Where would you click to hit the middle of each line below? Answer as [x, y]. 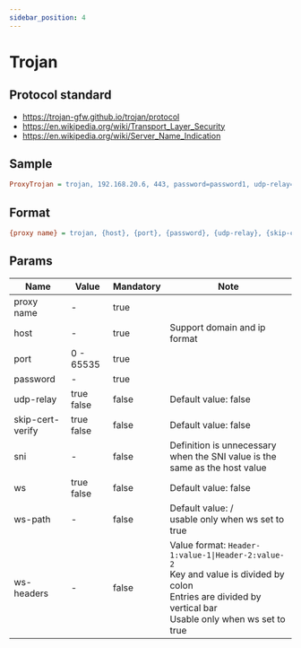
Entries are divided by [215, 596]
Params [31, 261]
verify [26, 430]
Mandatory [137, 286]
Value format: [198, 545]
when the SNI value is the [223, 456]
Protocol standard [60, 95]
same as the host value [218, 468]
